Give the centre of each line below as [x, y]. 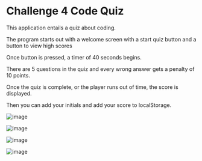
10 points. [18, 75]
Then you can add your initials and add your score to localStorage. [89, 105]
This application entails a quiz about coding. [61, 28]
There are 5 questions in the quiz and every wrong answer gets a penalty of [100, 69]
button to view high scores [39, 46]
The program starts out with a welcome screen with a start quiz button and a [101, 39]
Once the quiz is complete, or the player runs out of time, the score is [93, 87]
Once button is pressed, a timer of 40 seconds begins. [74, 57]
